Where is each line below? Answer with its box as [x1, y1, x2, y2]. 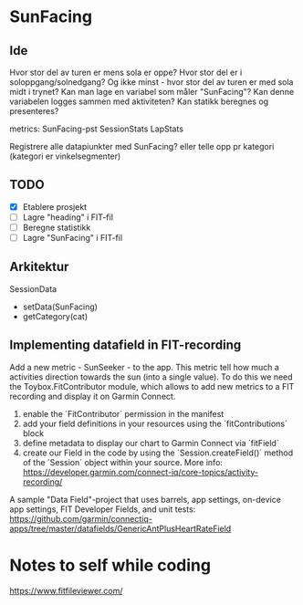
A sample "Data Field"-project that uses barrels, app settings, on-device [9, 494, 281, 505]
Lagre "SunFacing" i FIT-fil [22, 233, 123, 243]
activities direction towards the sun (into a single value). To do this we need [9, 371, 294, 382]
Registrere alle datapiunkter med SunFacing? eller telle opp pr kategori [9, 141, 275, 151]
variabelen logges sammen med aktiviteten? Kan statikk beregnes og [9, 96, 269, 107]
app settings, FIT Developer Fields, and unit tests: [9, 504, 196, 515]
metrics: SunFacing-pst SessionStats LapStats [9, 123, 184, 134]
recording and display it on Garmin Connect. [9, 391, 176, 402]
